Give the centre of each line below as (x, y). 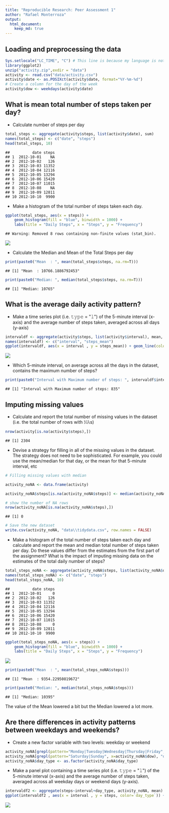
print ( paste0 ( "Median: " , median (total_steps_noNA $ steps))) (70, 688)
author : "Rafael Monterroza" (36, 15)
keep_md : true (29, 29)
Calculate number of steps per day (48, 125)
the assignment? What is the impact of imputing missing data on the (83, 556)
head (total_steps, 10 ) (29, 143)
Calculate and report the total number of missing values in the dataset (85, 417)
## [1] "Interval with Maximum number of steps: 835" (63, 389)
